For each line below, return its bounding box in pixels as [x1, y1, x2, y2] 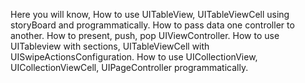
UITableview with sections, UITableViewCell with [10, 40, 210, 52]
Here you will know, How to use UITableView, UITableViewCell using [10, 9, 290, 20]
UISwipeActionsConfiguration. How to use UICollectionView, [10, 51, 258, 63]
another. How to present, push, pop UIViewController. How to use [10, 30, 280, 41]
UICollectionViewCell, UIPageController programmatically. [10, 62, 249, 73]
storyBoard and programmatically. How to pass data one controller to [10, 19, 295, 31]
